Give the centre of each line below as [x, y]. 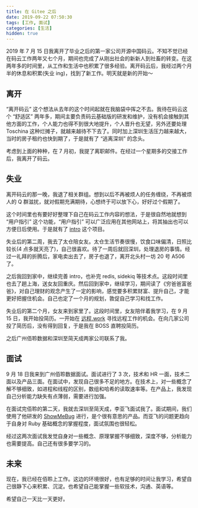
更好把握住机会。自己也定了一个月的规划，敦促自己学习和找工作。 [86, 298]
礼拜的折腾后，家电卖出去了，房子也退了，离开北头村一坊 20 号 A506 [100, 256]
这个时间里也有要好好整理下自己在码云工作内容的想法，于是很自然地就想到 [96, 214]
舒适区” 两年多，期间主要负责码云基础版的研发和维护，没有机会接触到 [100, 116]
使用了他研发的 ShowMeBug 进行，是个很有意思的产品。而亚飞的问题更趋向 [98, 416]
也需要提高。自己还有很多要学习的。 [50, 443]
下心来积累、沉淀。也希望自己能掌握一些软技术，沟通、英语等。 [99, 486]
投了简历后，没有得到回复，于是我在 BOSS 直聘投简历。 [74, 325]
